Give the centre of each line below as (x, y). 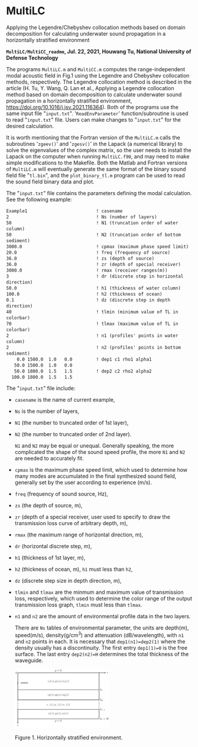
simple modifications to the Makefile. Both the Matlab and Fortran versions (97, 163)
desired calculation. (30, 126)
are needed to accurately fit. (49, 458)
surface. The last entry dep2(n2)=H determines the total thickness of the (102, 654)
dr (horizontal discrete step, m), (53, 546)
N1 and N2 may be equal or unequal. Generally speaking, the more (94, 446)
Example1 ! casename (64, 211)
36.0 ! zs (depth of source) (80, 258)
